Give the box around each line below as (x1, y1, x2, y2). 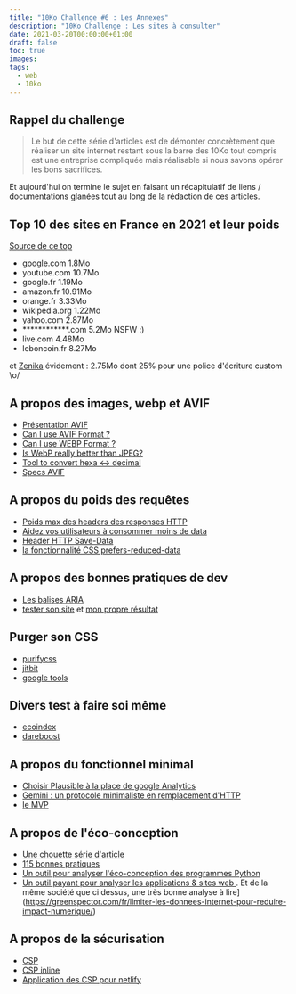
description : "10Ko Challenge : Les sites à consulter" (9, 21, 220, 30)
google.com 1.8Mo (21, 258, 91, 268)
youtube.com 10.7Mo (21, 267, 100, 278)
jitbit (21, 662, 38, 673)
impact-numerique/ (21, 906, 93, 916)
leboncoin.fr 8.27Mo (21, 343, 97, 354)
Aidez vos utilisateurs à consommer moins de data (21, 525, 207, 536)
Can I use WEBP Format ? (21, 439, 116, 449)
